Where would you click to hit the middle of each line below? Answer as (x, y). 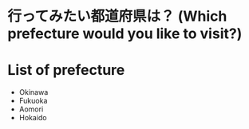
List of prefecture (66, 70)
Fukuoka (33, 101)
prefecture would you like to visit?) (125, 34)
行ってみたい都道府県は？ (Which (117, 16)
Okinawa (34, 92)
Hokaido (33, 118)
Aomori (31, 109)
